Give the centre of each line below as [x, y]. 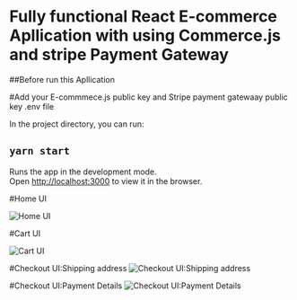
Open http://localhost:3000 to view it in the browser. [106, 181]
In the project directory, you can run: [77, 124]
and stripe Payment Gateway [119, 55]
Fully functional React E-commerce [144, 17]
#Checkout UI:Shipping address [68, 268]
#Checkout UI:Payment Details [66, 286]
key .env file [32, 106]
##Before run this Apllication [62, 79]
